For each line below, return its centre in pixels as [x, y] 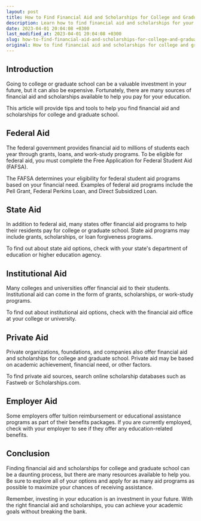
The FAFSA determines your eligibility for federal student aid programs [93, 178]
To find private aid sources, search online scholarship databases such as [96, 376]
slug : [13, 39]
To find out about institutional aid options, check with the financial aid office [100, 312]
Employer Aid [32, 401]
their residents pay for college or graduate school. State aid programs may [98, 230]
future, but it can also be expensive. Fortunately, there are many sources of [99, 90]
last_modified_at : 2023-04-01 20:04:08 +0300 [64, 34]
